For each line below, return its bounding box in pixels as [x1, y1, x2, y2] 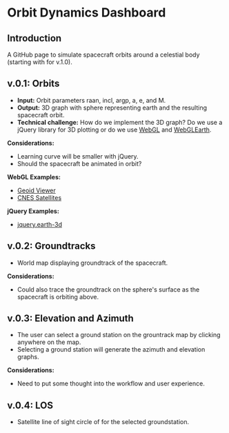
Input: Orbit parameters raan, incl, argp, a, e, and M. [17, 96, 166, 104]
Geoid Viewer [17, 186, 57, 194]
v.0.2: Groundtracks [7, 240, 96, 252]
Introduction [7, 32, 62, 44]
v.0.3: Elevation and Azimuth [7, 312, 135, 325]
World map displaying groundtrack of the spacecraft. [17, 259, 168, 267]
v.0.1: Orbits [7, 78, 60, 90]
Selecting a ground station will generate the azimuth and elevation [17, 345, 206, 354]
